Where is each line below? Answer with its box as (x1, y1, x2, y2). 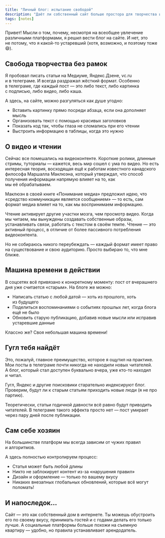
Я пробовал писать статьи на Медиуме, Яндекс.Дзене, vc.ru (5, 73, 132, 79)
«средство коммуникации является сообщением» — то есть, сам (5, 196, 143, 202)
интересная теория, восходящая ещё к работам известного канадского (5, 166, 156, 172)
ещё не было (12, 309, 39, 315)
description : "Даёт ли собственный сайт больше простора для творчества (5, 12, 157, 17)
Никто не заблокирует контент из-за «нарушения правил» (12, 469, 135, 475)
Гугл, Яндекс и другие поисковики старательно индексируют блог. (5, 381, 146, 388)
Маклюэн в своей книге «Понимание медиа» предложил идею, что (5, 191, 147, 197)
